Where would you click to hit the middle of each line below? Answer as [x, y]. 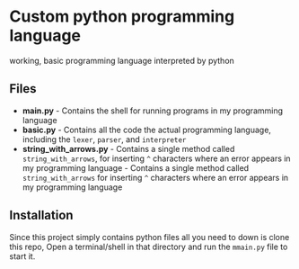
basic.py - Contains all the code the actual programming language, [147, 130]
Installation [41, 215]
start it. [22, 256]
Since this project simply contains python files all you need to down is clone [149, 237]
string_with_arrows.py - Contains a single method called [128, 148]
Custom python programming [122, 17]
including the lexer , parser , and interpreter [104, 139]
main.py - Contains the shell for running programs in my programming [153, 111]
